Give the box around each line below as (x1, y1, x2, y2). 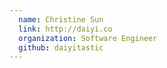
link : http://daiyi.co (18, 24, 113, 34)
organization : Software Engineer (18, 33, 158, 43)
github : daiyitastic (18, 42, 104, 53)
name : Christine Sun (18, 14, 104, 25)
